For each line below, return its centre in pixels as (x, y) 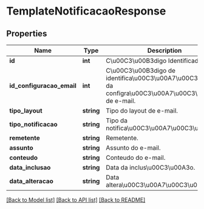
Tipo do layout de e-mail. (142, 111)
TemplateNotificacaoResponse (86, 11)
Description (165, 51)
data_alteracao (31, 181)
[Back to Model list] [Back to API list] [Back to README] (76, 200)
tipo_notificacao (33, 124)
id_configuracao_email (43, 86)
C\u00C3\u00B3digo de (141, 71)
